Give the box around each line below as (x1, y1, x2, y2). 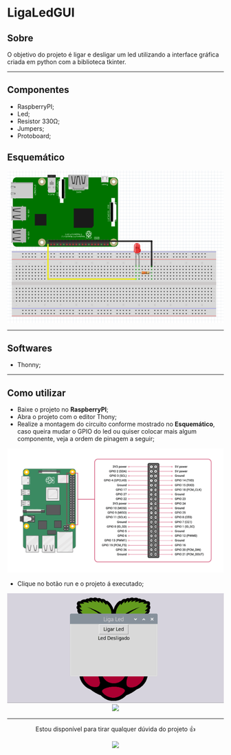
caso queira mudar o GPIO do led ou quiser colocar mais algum (16, 427, 197, 436)
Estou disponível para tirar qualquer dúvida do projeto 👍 (35, 725, 196, 734)
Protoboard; (16, 131, 52, 140)
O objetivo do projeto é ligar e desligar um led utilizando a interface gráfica (7, 50, 219, 59)
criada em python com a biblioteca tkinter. (7, 58, 126, 66)
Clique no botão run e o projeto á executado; (16, 579, 144, 588)
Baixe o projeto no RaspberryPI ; (16, 405, 109, 414)
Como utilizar (7, 387, 67, 398)
